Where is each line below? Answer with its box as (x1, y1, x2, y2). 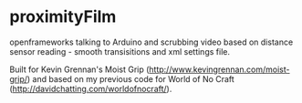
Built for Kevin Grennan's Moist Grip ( (9, 64, 150, 75)
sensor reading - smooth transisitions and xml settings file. (9, 46, 231, 57)
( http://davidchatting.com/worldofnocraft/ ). (9, 83, 172, 94)
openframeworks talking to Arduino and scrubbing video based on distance (9, 36, 294, 47)
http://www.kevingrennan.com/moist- (149, 64, 290, 75)
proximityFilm (9, 6, 117, 27)
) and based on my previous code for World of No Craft (26, 73, 234, 84)
